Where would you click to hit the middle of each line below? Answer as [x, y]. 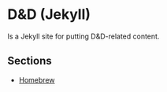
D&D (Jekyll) [49, 15]
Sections [30, 61]
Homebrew [37, 79]
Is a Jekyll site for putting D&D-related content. [83, 36]
